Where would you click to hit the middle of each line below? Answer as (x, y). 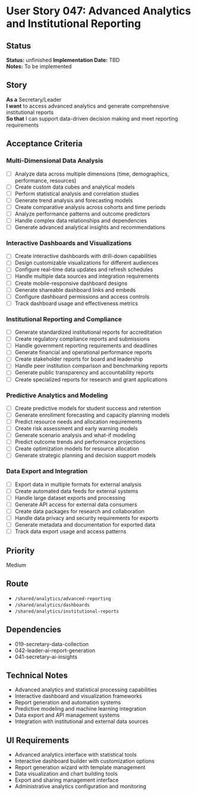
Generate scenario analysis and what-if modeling (75, 435)
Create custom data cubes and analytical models (75, 187)
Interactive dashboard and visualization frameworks (78, 696)
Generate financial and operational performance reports (83, 352)
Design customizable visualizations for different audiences (87, 263)
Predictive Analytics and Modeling (57, 395)
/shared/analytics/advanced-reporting (63, 598)
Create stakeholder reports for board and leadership (79, 359)
